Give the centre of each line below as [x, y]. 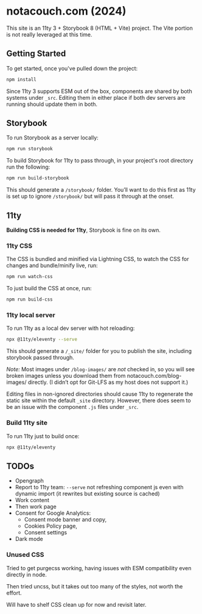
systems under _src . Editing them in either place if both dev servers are [96, 97]
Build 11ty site [27, 423]
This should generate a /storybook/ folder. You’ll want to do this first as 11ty [101, 190]
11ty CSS [19, 246]
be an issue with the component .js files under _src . [72, 407]
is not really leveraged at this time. [49, 34]
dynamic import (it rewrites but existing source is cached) [87, 494]
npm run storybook [30, 149]
